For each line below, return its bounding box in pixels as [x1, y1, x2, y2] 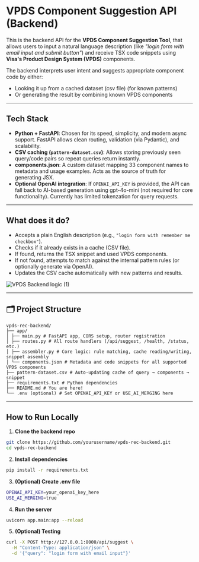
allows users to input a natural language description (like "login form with [6, 43, 185, 50]
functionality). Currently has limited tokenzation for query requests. [14, 192, 179, 200]
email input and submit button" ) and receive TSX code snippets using [6, 49, 176, 56]
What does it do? [6, 216, 70, 226]
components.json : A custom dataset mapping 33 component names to [14, 161, 189, 168]
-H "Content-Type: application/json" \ [11, 545, 110, 551]
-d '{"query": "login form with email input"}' [11, 551, 131, 557]
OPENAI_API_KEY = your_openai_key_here [6, 489, 99, 495]
